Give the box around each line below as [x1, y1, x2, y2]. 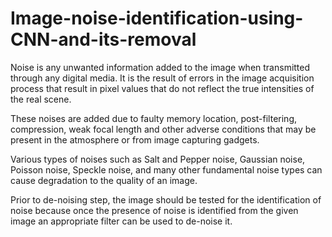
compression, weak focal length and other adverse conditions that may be [10, 123, 317, 135]
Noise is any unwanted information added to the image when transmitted [10, 61, 311, 73]
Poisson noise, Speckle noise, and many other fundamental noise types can [10, 163, 323, 176]
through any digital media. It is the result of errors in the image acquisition [10, 72, 315, 84]
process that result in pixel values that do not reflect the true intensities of [10, 82, 315, 94]
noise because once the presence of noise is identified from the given [10, 204, 299, 216]
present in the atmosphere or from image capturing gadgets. [10, 133, 260, 146]
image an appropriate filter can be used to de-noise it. [10, 215, 233, 227]
